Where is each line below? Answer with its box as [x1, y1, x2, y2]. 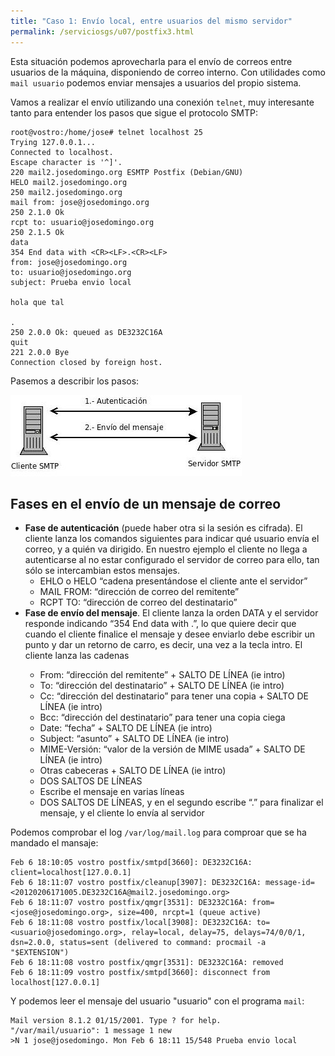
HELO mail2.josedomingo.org [10, 177, 128, 187]
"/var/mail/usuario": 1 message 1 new [10, 1026, 172, 1036]
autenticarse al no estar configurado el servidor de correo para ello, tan [24, 554, 320, 566]
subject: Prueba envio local [10, 277, 132, 287]
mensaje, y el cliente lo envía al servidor [39, 807, 205, 819]
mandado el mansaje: [10, 837, 99, 849]
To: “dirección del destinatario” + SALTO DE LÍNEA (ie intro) [39, 680, 285, 692]
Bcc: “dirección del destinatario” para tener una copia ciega [39, 711, 286, 724]
